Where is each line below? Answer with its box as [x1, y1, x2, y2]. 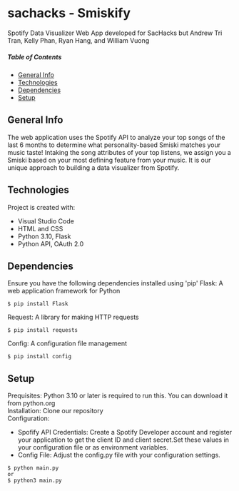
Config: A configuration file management [7, 339, 127, 348]
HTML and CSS [17, 224, 63, 233]
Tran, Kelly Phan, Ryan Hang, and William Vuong [7, 36, 150, 44]
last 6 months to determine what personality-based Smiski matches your [7, 141, 221, 149]
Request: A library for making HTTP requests [7, 313, 139, 322]
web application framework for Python [7, 287, 121, 295]
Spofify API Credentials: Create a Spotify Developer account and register [17, 428, 233, 437]
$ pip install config [7, 353, 72, 360]
